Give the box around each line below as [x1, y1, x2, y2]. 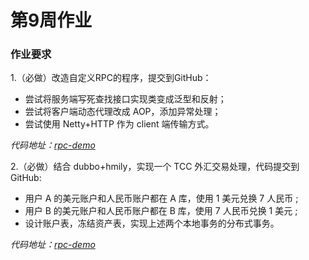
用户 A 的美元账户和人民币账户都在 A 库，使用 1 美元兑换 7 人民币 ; [24, 192, 299, 205]
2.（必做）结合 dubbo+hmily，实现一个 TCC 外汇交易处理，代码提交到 [10, 161, 300, 173]
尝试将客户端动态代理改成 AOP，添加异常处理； [24, 106, 222, 118]
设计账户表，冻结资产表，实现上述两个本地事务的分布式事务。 [24, 217, 280, 230]
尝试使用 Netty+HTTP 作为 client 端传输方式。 [24, 118, 215, 130]
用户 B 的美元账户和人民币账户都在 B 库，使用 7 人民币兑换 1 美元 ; [24, 205, 298, 217]
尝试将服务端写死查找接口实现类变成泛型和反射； [24, 93, 227, 105]
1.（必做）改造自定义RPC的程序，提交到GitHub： [10, 72, 212, 84]
